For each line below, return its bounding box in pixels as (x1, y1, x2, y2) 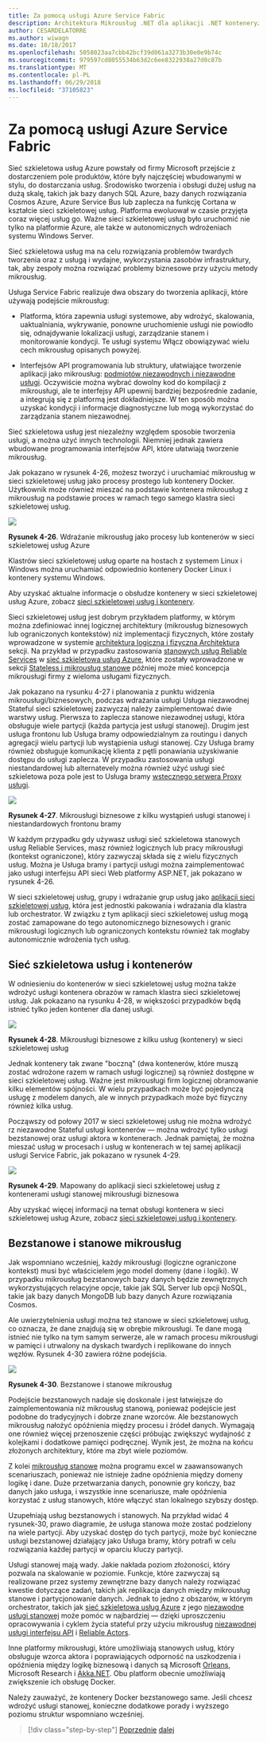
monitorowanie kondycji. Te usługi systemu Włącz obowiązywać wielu (19, 336, 250, 347)
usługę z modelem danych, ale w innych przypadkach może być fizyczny (8, 1093, 248, 1103)
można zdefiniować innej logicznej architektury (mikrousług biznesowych (8, 621, 249, 631)
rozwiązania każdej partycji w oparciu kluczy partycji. (8, 1544, 184, 1554)
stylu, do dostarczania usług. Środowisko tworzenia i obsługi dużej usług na (8, 180, 257, 190)
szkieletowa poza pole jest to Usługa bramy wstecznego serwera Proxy (8, 772, 242, 781)
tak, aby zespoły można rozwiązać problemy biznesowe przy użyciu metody (8, 264, 258, 273)
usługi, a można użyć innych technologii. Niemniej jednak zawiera (8, 435, 224, 445)
